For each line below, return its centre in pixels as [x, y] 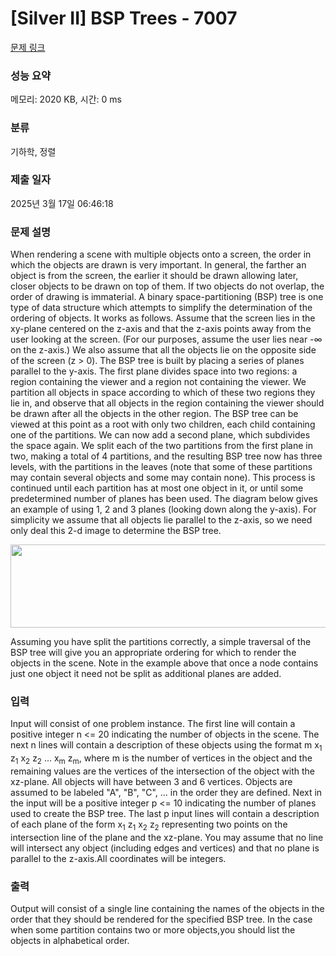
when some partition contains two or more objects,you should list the [153, 930]
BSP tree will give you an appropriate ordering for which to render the [153, 653]
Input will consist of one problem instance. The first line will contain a [153, 724]
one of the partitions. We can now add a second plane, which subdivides [160, 435]
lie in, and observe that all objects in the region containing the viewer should [167, 403]
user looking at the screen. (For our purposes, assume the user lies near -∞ [166, 339]
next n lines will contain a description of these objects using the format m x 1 [166, 746]
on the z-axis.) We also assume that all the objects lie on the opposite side [163, 350]
